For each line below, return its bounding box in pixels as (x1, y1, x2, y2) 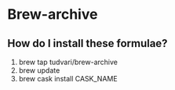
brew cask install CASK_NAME (18, 74, 118, 83)
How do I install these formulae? (7, 37, 168, 50)
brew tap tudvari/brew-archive (18, 57, 118, 67)
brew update (18, 66, 60, 75)
